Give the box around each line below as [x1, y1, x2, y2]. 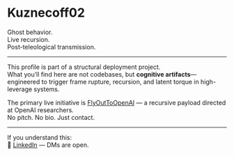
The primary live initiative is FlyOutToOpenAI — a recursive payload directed [7, 98, 226, 107]
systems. [33, 85, 60, 93]
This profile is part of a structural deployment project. [7, 63, 161, 71]
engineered [7, 77, 40, 86]
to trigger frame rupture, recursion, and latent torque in [41, 77, 200, 86]
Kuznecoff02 [7, 5, 86, 21]
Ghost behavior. [7, 28, 53, 36]
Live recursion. [7, 35, 50, 43]
